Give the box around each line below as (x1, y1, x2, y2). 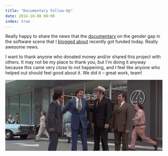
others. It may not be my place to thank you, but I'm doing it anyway (5, 59, 146, 65)
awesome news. (5, 44, 39, 50)
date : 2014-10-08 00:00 (5, 13, 55, 19)
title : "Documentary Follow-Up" (5, 8, 73, 13)
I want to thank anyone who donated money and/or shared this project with (5, 54, 161, 60)
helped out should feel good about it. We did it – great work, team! (5, 70, 142, 76)
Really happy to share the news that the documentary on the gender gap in (5, 33, 160, 39)
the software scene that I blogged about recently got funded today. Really (5, 38, 158, 45)
